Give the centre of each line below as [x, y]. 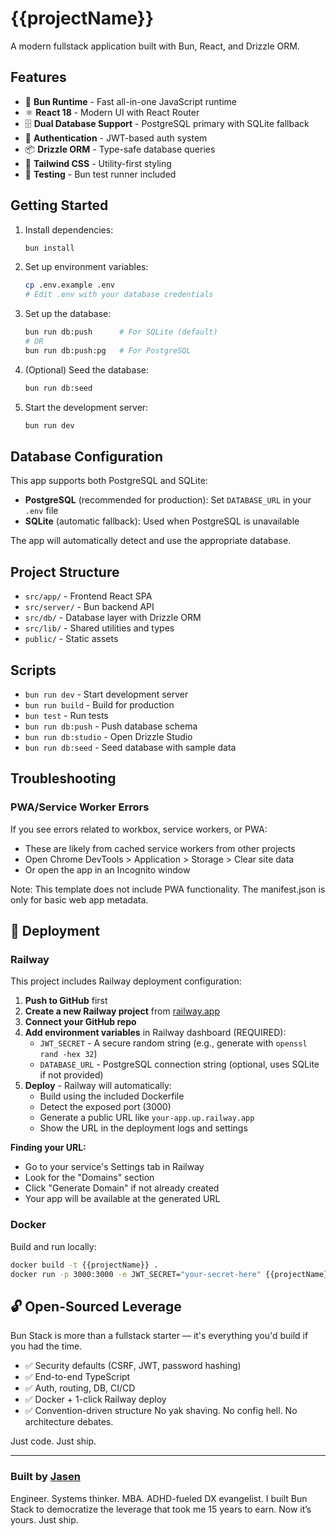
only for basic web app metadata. [79, 899]
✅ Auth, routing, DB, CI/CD [80, 1388]
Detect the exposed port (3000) [105, 1107]
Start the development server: [86, 407]
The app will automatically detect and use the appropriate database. [151, 541]
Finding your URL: [48, 1148]
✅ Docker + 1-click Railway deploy [95, 1399]
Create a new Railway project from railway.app [122, 1011]
